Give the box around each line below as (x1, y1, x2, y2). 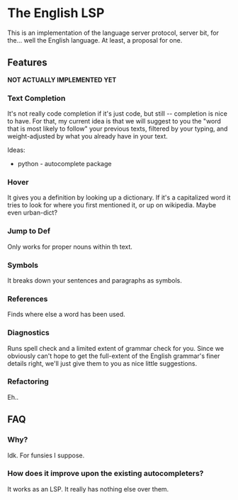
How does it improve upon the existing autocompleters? (7, 469, 204, 479)
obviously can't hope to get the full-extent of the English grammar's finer (7, 352, 220, 360)
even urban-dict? (7, 208, 58, 217)
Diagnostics (7, 328, 50, 338)
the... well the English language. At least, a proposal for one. (7, 36, 183, 44)
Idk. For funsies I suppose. (7, 451, 85, 460)
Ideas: (7, 146, 25, 154)
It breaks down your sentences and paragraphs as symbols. (7, 276, 183, 285)
